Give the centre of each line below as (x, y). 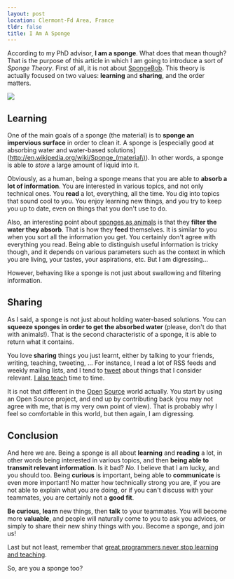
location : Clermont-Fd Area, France (61, 20)
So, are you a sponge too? (45, 568)
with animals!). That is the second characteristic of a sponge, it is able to (112, 334)
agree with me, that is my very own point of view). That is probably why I (112, 406)
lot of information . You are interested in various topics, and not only (105, 186)
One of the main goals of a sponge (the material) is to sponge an (101, 135)
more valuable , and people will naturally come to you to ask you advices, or (117, 518)
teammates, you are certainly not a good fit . (71, 497)
